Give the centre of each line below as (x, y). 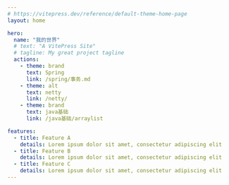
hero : (15, 33)
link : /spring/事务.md (58, 79)
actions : (26, 60)
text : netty (43, 92)
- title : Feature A (42, 138)
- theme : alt (39, 85)
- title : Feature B (42, 151)
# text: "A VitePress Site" (55, 47)
